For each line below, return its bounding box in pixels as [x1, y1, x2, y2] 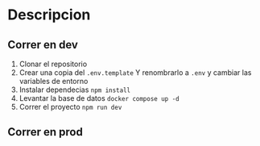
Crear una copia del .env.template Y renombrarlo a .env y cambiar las [19, 68, 252, 77]
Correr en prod [7, 125, 84, 139]
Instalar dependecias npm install [19, 85, 130, 94]
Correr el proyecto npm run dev [19, 102, 122, 111]
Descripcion [7, 6, 91, 24]
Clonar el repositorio [19, 59, 88, 69]
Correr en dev [7, 38, 78, 52]
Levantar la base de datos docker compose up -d [19, 94, 180, 102]
